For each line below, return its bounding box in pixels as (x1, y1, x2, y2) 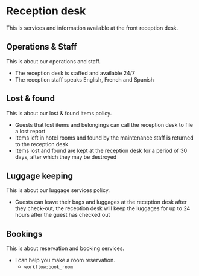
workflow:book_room (24, 264, 74, 270)
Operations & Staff (6, 42, 77, 52)
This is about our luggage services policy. (6, 187, 110, 194)
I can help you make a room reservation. (14, 257, 116, 264)
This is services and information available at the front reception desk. (6, 24, 178, 31)
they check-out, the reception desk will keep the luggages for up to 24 (14, 205, 191, 212)
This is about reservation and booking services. (6, 245, 125, 252)
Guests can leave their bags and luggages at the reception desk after (14, 198, 187, 206)
